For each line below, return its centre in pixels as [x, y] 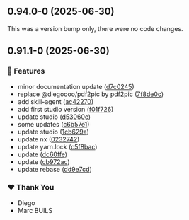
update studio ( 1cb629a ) [53, 132]
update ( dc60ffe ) [42, 154]
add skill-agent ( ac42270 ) [56, 101]
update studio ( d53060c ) [54, 117]
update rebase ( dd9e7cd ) [55, 169]
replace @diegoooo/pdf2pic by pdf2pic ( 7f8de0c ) [91, 94]
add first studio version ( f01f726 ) [65, 109]
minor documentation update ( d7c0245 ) [76, 86]
